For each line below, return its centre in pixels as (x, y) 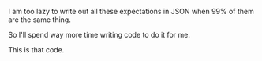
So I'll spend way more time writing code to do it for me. (99, 35)
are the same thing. (39, 20)
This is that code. (36, 50)
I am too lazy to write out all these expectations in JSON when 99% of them (131, 11)
